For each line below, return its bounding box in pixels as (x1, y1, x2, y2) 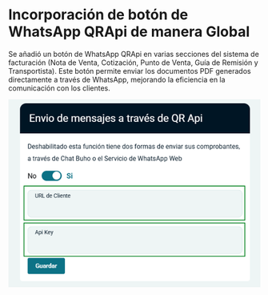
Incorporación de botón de (8, 6, 189, 24)
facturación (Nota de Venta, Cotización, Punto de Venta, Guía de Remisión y (8, 58, 258, 67)
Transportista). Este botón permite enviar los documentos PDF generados (8, 66, 251, 75)
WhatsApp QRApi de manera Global (8, 22, 250, 41)
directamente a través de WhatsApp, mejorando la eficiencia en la (8, 75, 226, 84)
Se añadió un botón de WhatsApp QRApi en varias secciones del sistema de (8, 49, 260, 59)
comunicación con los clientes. (8, 83, 110, 93)
